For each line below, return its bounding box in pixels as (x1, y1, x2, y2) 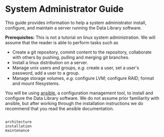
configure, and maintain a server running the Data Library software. (5, 25, 142, 30)
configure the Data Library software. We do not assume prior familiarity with (5, 95, 160, 101)
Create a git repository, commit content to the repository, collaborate (12, 49, 152, 55)
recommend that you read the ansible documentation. (5, 106, 114, 111)
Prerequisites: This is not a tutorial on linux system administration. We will (5, 34, 156, 40)
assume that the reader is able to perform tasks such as (5, 39, 119, 45)
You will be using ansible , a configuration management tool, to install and (5, 90, 154, 96)
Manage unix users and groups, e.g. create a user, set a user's (12, 65, 139, 71)
